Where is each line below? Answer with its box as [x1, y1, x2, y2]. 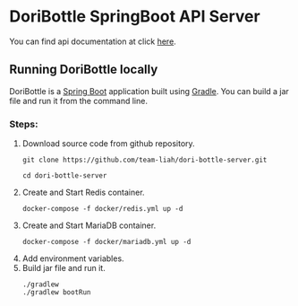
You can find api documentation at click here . [9, 36, 176, 47]
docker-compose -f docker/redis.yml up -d [21, 205, 183, 214]
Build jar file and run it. [21, 263, 106, 274]
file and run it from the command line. [9, 95, 148, 106]
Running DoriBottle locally [9, 62, 158, 77]
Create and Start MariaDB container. [21, 220, 157, 231]
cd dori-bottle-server [21, 171, 107, 180]
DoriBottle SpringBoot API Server [9, 6, 261, 27]
